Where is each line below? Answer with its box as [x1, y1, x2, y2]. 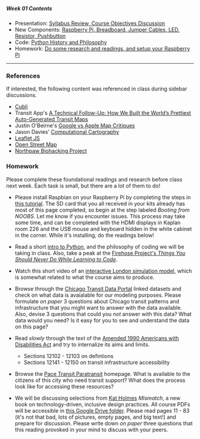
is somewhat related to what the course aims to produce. [14, 274, 155, 281]
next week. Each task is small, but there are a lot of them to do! [6, 182, 161, 189]
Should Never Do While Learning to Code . [14, 256, 118, 263]
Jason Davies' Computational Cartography [14, 128, 120, 136]
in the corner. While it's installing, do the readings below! [14, 231, 155, 239]
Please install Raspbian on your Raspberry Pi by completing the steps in [14, 193, 191, 200]
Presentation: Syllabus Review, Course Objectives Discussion [14, 20, 165, 27]
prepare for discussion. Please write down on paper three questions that [14, 419, 193, 427]
